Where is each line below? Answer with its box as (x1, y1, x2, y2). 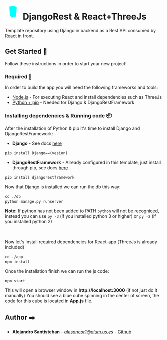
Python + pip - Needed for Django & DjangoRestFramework (12, 99, 135, 106)
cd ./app (5, 254, 23, 260)
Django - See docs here (12, 140, 62, 146)
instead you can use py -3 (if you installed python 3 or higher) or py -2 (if (5, 213, 156, 219)
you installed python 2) (5, 219, 52, 225)
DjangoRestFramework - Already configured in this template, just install (12, 159, 161, 166)
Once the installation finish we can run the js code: (5, 268, 109, 274)
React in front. (5, 33, 34, 39)
